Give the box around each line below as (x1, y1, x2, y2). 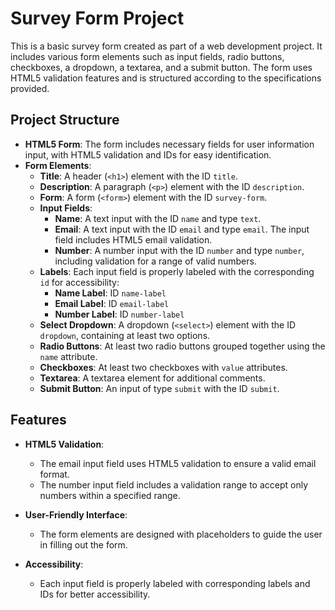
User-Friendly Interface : (24, 508, 128, 521)
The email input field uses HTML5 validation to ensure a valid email (39, 457, 317, 469)
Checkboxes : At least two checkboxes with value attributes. (39, 361, 288, 373)
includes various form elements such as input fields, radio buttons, (10, 50, 285, 62)
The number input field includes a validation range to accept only (39, 478, 309, 491)
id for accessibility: (39, 276, 120, 288)
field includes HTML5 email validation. (54, 233, 213, 246)
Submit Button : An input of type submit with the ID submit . (39, 382, 280, 394)
